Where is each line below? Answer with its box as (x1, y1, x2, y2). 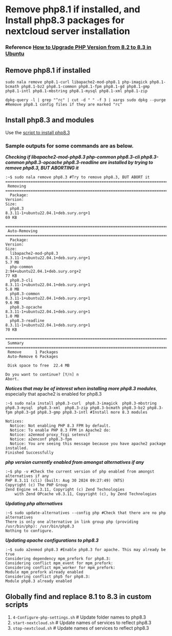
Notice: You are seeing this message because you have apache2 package (10, 441, 166, 446)
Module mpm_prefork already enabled (5, 570, 83, 575)
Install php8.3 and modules (5, 116, 94, 125)
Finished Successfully (5, 450, 54, 456)
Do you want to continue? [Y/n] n (5, 372, 79, 377)
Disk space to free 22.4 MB (7, 363, 70, 368)
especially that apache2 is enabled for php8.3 (5, 391, 102, 397)
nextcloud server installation (5, 26, 131, 37)
